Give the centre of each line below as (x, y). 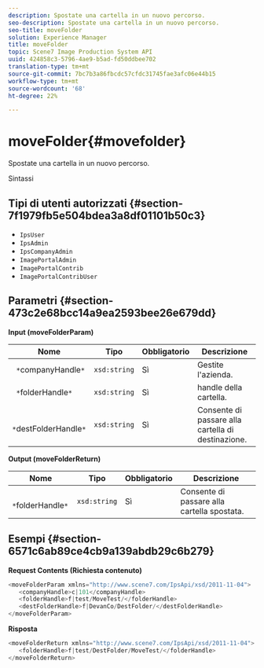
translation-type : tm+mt (49, 67)
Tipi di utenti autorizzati (68, 203)
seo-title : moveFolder (45, 30)
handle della (220, 387)
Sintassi (21, 178)
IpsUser (32, 235)
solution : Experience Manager (58, 37)
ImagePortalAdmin (48, 260)
